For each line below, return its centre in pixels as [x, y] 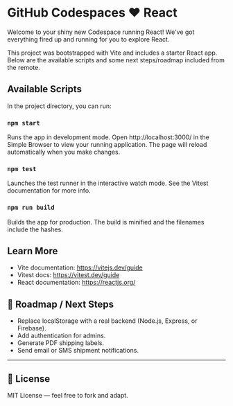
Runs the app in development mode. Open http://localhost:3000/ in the [108, 137]
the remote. [24, 67]
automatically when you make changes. [64, 152]
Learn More [33, 251]
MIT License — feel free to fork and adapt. [68, 396]
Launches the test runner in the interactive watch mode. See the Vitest [108, 183]
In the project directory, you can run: [59, 106]
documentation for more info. [49, 191]
